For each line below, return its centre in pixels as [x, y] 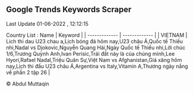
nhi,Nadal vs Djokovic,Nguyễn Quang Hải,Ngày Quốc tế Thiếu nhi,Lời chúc [96, 47]
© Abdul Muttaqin [28, 84]
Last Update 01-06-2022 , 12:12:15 [47, 23]
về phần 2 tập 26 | [28, 72]
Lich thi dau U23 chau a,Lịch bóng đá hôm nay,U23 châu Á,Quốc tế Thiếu [94, 41]
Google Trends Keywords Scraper [69, 10]
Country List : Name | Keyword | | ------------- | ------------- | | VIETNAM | [97, 35]
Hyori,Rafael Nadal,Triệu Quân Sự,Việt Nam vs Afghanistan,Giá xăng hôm [94, 60]
